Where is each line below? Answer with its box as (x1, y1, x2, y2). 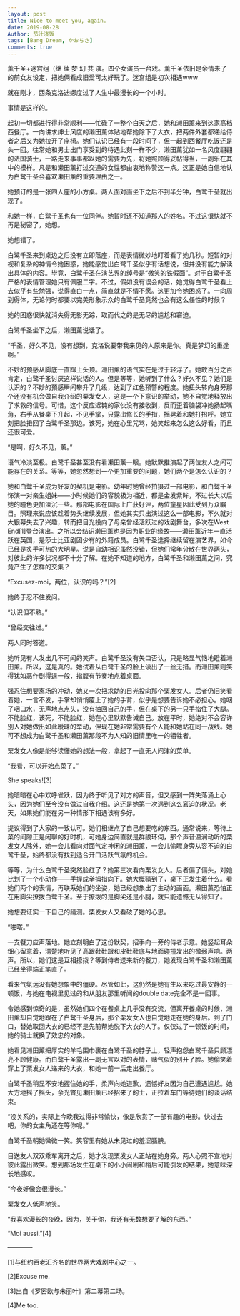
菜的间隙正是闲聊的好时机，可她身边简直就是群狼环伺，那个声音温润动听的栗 (7, 833, 233, 841)
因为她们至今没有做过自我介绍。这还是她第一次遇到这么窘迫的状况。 (19, 799, 220, 808)
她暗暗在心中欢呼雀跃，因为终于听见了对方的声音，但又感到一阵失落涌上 (7, 791, 220, 799)
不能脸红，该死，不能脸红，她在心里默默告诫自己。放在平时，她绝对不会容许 (7, 714, 233, 722)
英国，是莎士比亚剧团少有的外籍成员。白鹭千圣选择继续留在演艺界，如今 (19, 536, 233, 544)
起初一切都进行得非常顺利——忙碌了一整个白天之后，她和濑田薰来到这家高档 (7, 119, 233, 127)
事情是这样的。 (7, 104, 51, 111)
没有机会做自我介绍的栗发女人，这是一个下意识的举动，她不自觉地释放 (19, 392, 226, 400)
